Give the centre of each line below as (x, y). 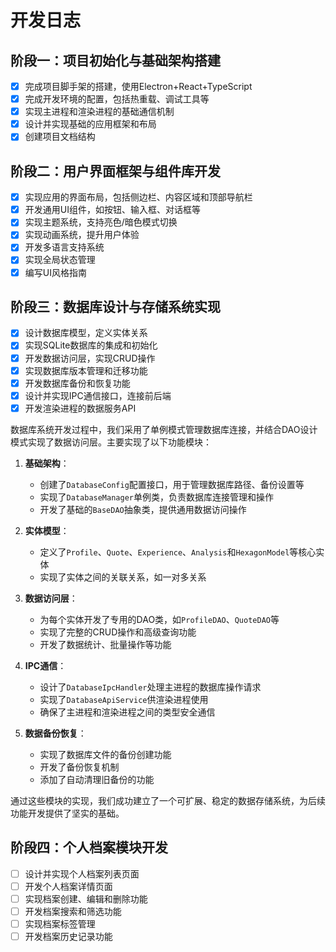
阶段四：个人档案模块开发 (89, 847)
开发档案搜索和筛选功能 (73, 911)
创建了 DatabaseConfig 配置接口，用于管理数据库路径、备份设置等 (172, 484)
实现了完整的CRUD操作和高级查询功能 (118, 632)
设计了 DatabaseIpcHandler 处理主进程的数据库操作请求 (150, 687)
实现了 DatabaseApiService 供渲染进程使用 (124, 699)
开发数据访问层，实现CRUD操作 (90, 358)
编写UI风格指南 (55, 272)
